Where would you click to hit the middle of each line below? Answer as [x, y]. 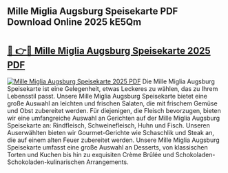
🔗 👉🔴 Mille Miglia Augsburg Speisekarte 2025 [109, 51]
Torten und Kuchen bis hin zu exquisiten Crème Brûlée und [91, 155]
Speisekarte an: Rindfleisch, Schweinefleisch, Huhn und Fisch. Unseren [108, 125]
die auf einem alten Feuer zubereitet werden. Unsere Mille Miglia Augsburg [114, 140]
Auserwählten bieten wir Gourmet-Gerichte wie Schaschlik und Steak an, [111, 133]
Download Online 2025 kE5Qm [74, 22]
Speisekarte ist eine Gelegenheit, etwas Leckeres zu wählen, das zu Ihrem [113, 89]
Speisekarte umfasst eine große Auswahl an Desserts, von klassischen [107, 147]
